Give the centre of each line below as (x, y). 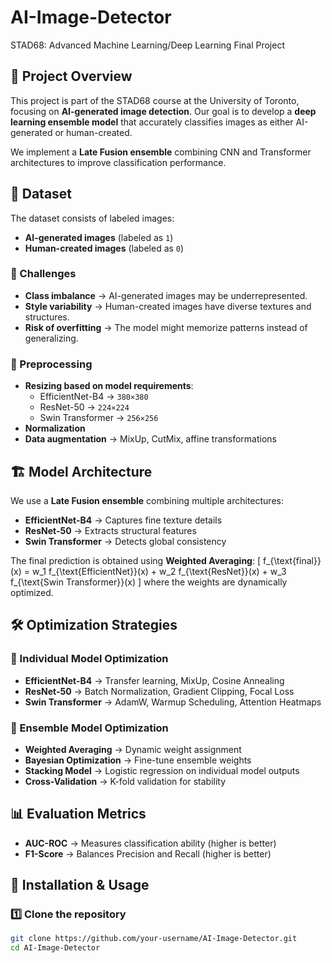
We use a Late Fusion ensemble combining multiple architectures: (147, 500)
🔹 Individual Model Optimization (89, 659)
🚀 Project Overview (71, 76)
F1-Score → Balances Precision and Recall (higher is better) (148, 853)
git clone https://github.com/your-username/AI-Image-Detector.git (154, 939)
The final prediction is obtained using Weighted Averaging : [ (136, 560)
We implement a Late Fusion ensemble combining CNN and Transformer (161, 152)
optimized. (32, 592)
